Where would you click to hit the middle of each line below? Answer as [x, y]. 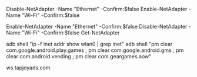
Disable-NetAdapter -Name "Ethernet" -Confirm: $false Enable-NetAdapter [97, 9]
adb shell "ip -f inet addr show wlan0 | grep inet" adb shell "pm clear [89, 44]
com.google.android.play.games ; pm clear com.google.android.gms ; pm [95, 50]
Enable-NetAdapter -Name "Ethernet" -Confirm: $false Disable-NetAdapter [97, 27]
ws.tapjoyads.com [28, 68]
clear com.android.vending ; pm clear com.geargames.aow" [79, 56]
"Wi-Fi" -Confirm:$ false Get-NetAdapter [71, 33]
